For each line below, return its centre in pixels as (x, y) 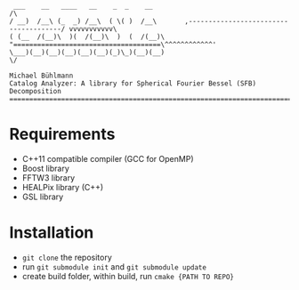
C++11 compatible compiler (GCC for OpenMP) (108, 158)
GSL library (43, 197)
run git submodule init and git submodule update (114, 266)
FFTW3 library (48, 177)
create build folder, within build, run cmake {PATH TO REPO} (128, 276)
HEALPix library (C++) (63, 187)
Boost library (45, 168)
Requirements (62, 134)
